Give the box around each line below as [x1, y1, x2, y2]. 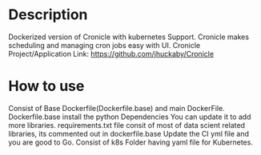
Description [8, 6, 88, 24]
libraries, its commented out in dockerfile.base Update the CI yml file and [8, 129, 250, 138]
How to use [8, 77, 85, 95]
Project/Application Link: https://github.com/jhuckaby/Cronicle [8, 49, 215, 58]
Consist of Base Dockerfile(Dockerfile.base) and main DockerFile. [8, 103, 226, 113]
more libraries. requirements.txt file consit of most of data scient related [8, 120, 246, 129]
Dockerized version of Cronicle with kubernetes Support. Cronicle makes [8, 32, 250, 42]
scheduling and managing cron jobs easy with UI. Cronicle [8, 40, 201, 50]
